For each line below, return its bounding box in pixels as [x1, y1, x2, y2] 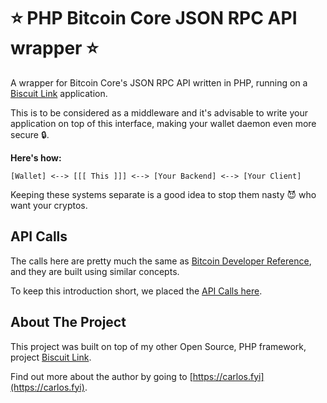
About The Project [10, 314, 127, 331]
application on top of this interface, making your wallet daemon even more [10, 117, 317, 129]
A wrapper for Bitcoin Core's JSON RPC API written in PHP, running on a [10, 76, 308, 89]
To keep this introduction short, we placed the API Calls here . [10, 285, 263, 297]
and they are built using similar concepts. [10, 265, 180, 277]
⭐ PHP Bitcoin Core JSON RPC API [10, 7, 298, 30]
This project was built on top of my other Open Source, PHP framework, [10, 340, 307, 352]
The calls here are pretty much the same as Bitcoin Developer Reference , [10, 255, 312, 267]
